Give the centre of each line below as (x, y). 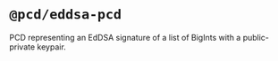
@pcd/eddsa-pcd (66, 15)
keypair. (52, 47)
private (22, 47)
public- (256, 37)
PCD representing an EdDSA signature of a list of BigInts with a (125, 37)
